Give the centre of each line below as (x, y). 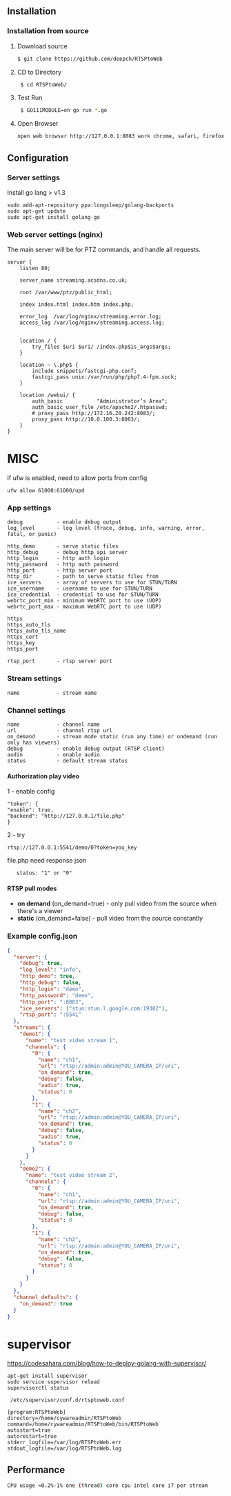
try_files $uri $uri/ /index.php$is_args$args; (101, 347)
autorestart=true (32, 1437)
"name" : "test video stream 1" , (72, 1040)
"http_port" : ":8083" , (52, 1002)
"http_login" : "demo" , (52, 989)
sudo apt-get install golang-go (53, 217)
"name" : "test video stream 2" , (72, 1176)
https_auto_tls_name (37, 631)
